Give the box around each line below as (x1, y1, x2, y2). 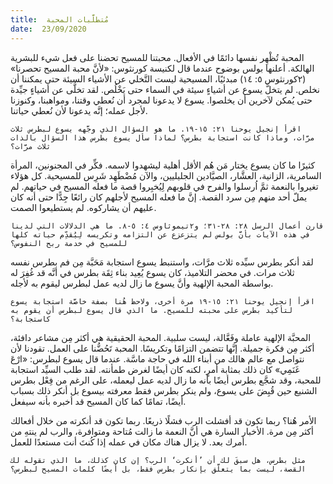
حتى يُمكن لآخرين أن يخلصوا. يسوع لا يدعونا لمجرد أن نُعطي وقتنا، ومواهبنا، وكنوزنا (10, 94, 313, 106)
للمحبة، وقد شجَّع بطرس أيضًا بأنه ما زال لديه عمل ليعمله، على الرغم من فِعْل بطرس (10, 374, 322, 386)
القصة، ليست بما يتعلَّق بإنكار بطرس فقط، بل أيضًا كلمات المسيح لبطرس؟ (10, 464, 307, 474)
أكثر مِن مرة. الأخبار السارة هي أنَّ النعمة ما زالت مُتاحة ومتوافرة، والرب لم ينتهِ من (10, 425, 314, 437)
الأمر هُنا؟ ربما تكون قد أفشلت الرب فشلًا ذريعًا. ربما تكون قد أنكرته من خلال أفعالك (10, 414, 317, 426)
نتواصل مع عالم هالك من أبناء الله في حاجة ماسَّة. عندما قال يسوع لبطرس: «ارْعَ (10, 352, 305, 365)
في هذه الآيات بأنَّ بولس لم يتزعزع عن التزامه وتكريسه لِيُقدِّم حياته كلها (10, 229, 311, 240)
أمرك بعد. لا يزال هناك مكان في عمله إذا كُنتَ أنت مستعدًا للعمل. (10, 436, 248, 448)
